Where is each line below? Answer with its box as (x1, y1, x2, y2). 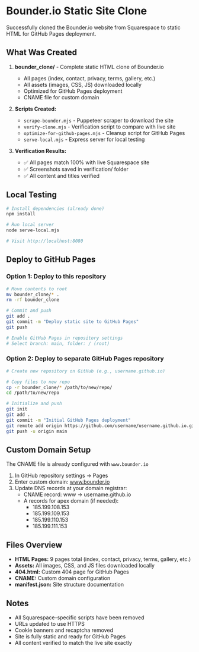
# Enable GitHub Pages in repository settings (6, 335, 123, 341)
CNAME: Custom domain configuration (14, 575, 111, 582)
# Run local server (6, 222, 54, 228)
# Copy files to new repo (6, 379, 70, 385)
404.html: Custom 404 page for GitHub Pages (14, 568, 129, 575)
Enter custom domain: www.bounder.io (14, 478, 110, 485)
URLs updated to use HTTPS (14, 620, 85, 627)
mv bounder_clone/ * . (6, 291, 60, 297)
